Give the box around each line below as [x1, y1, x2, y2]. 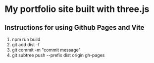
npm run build [11, 36, 41, 42]
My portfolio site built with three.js [4, 3, 150, 15]
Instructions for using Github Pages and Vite [4, 23, 145, 32]
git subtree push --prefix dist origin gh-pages [11, 52, 105, 58]
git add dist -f [11, 42, 40, 48]
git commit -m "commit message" [11, 47, 81, 53]
